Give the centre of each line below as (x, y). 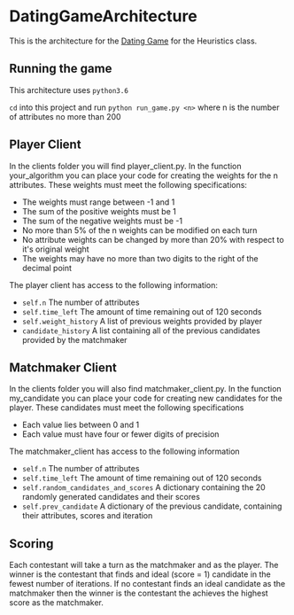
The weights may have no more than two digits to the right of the (140, 258)
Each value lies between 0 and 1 (81, 425)
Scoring (31, 544)
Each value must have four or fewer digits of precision (120, 434)
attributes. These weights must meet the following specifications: (128, 184)
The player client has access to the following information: (114, 284)
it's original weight (56, 249)
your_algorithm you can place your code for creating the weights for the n (144, 175)
